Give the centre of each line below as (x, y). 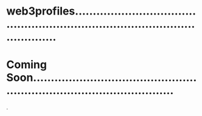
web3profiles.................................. (101, 11)
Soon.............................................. (102, 78)
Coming (27, 65)
